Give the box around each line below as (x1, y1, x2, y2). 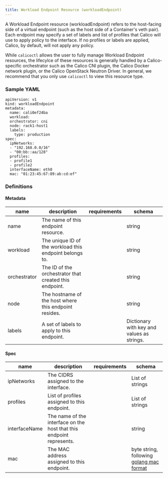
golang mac (131, 458, 159, 465)
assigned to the (47, 378, 84, 385)
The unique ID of (41, 237, 81, 244)
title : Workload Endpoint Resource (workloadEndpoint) (5, 7, 122, 12)
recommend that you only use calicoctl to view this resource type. (5, 73, 144, 79)
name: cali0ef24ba (9, 110, 48, 115)
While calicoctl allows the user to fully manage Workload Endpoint (5, 52, 144, 58)
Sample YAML (5, 85, 40, 92)
